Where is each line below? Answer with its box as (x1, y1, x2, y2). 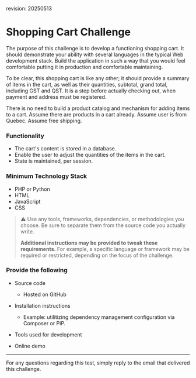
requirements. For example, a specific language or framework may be (20, 245, 190, 252)
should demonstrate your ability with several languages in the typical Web (6, 51, 184, 58)
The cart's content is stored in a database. (14, 145, 117, 152)
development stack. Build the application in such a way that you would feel (6, 57, 185, 64)
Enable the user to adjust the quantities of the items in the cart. (14, 152, 166, 159)
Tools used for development (14, 331, 82, 338)
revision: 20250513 (6, 5, 52, 12)
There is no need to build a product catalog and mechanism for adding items (6, 105, 190, 112)
